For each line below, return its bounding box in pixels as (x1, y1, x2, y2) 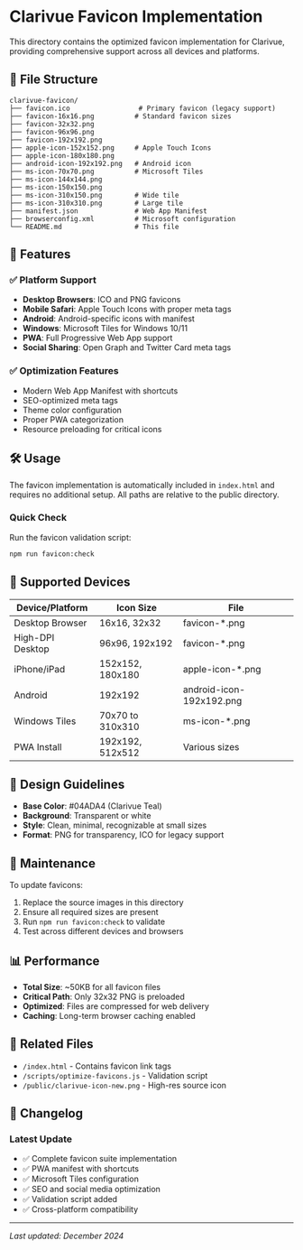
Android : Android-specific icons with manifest (22, 313, 196, 324)
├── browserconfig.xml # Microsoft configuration (9, 214, 236, 223)
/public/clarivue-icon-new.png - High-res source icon (22, 1079, 227, 1090)
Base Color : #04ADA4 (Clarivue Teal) (22, 801, 162, 811)
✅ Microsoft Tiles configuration (22, 1173, 140, 1184)
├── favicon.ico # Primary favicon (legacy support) (9, 104, 277, 113)
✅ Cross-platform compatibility (22, 1204, 139, 1215)
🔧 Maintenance (9, 856, 96, 871)
